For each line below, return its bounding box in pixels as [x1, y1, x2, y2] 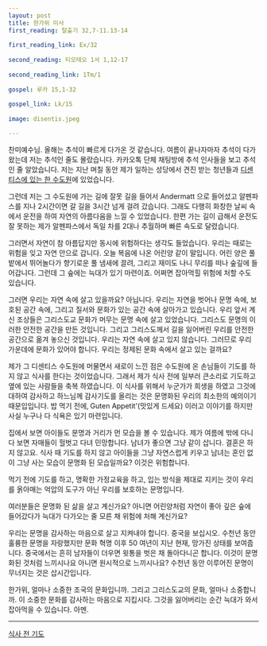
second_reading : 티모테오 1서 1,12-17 [8, 56, 129, 64]
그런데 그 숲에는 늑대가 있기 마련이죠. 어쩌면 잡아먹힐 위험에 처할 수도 [37, 268, 252, 277]
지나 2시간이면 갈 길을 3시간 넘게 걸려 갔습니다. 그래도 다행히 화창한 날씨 [22, 201, 248, 211]
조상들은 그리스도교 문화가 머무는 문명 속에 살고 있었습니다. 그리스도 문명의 [16, 315, 248, 324]
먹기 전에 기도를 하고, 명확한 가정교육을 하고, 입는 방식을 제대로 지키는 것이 [8, 474, 239, 484]
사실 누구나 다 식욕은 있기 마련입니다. [8, 411, 123, 420]
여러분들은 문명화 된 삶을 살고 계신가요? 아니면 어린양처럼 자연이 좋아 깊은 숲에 [8, 501, 252, 511]
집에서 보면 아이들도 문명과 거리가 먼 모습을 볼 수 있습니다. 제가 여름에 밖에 [8, 427, 239, 437]
